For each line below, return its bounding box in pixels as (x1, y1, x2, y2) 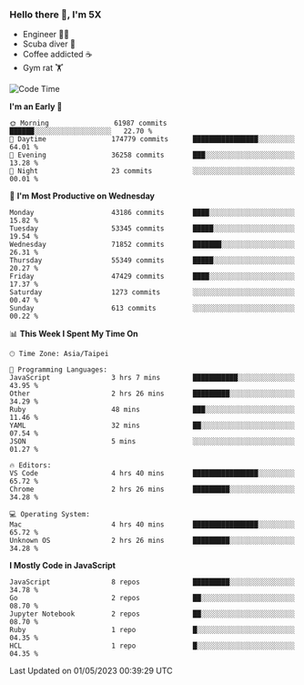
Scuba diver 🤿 (22, 38, 76, 49)
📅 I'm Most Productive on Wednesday (9, 190, 155, 201)
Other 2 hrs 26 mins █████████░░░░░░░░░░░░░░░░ (9, 389, 296, 399)
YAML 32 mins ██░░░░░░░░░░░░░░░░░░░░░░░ (9, 421, 296, 431)
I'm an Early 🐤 (9, 101, 63, 112)
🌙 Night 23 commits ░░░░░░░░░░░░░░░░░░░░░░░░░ (9, 167, 296, 176)
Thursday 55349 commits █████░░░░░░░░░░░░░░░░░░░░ (9, 256, 296, 265)
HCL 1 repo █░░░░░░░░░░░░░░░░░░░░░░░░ (9, 641, 296, 650)
